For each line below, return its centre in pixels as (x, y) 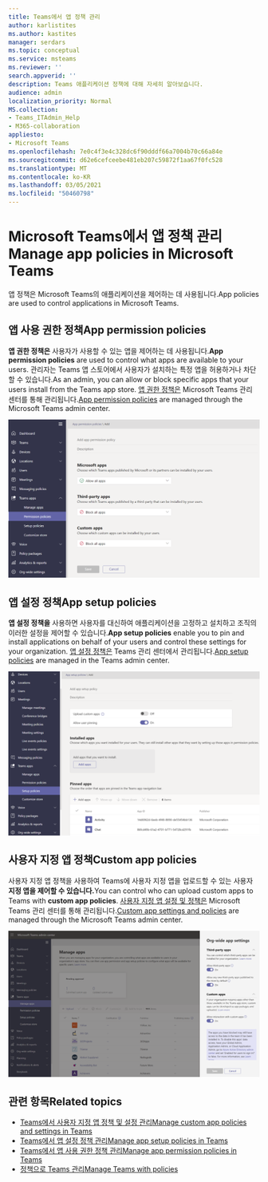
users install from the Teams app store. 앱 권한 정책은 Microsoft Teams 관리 (130, 389)
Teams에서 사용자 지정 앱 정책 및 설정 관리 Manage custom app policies (133, 1122)
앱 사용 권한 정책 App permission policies (107, 330)
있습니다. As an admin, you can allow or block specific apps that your (137, 379)
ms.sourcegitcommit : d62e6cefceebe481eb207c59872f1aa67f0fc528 (116, 160)
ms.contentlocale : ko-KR (49, 177)
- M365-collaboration (44, 127)
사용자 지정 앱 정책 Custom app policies (102, 860)
